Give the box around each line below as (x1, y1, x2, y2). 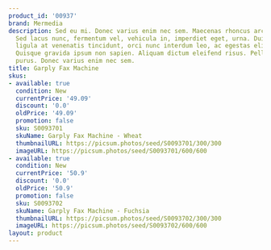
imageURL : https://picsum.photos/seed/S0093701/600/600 (15, 147, 207, 155)
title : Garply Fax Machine (8, 65, 99, 73)
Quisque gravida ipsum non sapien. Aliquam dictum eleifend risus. (15, 49, 248, 57)
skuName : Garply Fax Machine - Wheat (15, 131, 143, 140)
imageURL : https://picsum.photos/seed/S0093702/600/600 (15, 222, 207, 230)
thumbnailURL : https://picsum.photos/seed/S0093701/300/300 (15, 139, 222, 148)
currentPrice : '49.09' (15, 94, 92, 102)
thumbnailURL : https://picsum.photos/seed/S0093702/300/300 (15, 215, 222, 223)
